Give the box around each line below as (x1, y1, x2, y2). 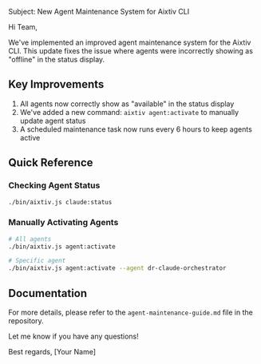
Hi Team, (8, 22, 38, 31)
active (19, 133, 41, 142)
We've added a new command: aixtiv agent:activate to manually (19, 107, 239, 117)
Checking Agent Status (8, 180, 101, 191)
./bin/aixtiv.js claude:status (8, 198, 113, 206)
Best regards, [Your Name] (8, 346, 97, 356)
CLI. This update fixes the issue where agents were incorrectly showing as (8, 46, 254, 55)
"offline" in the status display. (8, 55, 105, 64)
